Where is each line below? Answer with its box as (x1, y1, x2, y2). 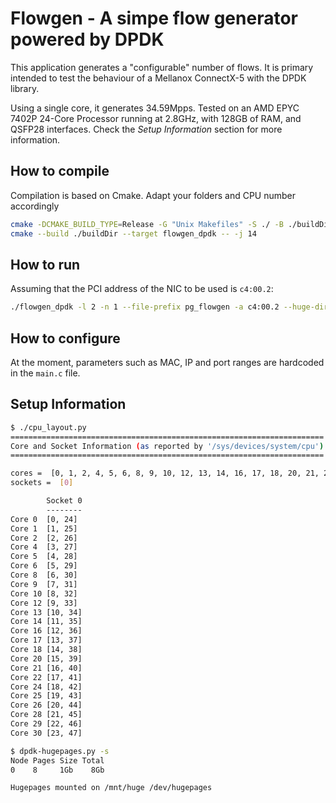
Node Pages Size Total (10, 755, 105, 766)
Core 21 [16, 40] (10, 663, 83, 673)
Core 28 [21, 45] (10, 710, 83, 720)
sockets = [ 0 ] (10, 478, 74, 488)
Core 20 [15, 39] (10, 653, 83, 664)
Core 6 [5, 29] (10, 561, 78, 571)
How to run (10, 256, 81, 273)
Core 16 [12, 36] (10, 626, 83, 636)
